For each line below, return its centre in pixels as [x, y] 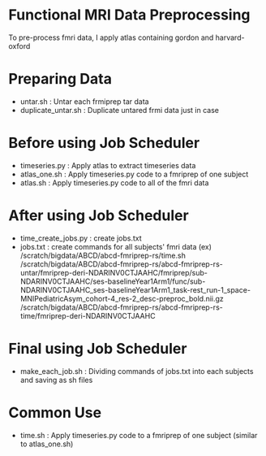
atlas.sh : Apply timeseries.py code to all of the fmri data [114, 182]
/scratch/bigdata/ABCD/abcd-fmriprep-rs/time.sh [103, 255]
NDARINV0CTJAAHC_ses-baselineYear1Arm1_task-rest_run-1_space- [135, 289]
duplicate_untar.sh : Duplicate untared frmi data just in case [119, 110]
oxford [19, 46]
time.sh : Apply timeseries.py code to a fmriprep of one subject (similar [139, 435]
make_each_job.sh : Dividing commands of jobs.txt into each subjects [137, 371]
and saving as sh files [56, 380]
